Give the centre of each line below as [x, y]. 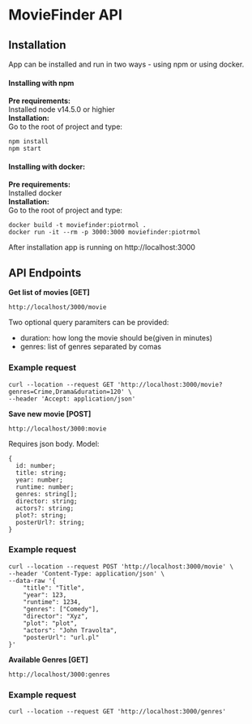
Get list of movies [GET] [49, 293]
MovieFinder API [66, 15]
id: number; [36, 465]
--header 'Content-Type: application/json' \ [86, 573]
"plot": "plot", [51, 623]
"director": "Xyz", [56, 616]
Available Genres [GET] [49, 659]
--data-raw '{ [32, 580]
